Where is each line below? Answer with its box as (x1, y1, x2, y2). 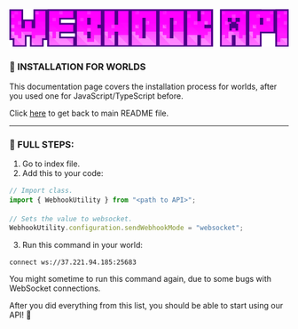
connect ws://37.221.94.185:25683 (9, 258, 137, 267)
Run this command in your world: (21, 240, 144, 251)
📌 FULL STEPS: (9, 138, 74, 150)
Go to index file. (21, 158, 81, 169)
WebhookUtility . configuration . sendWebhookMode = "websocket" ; (9, 223, 244, 233)
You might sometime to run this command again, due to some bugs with (9, 274, 272, 285)
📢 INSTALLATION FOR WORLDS (9, 60, 146, 73)
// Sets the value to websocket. (9, 214, 133, 223)
